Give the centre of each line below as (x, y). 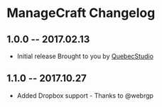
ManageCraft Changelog (81, 13)
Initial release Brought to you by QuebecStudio (85, 56)
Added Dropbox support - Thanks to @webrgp (85, 95)
